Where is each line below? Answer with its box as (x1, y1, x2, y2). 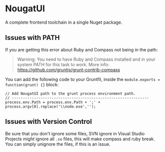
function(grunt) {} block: (5, 81, 59, 87)
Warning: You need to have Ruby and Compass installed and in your (17, 56, 156, 62)
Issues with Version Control (5, 117, 92, 126)
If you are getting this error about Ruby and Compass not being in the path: (5, 46, 158, 52)
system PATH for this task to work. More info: (17, 61, 110, 67)
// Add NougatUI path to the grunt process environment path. (5, 91, 136, 96)
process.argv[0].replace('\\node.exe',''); (5, 104, 96, 109)
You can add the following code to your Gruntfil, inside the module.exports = (5, 76, 161, 82)
